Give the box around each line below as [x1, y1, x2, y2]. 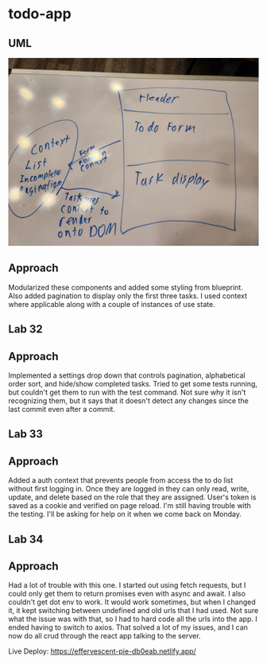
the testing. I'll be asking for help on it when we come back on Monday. [8, 510, 242, 519]
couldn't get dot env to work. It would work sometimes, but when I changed [8, 597, 256, 607]
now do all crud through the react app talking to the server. [8, 631, 201, 641]
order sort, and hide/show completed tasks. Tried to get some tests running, [8, 379, 258, 389]
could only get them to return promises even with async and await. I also [8, 589, 246, 599]
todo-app [8, 5, 72, 23]
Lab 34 [8, 532, 44, 546]
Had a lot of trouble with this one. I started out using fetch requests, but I [8, 581, 246, 590]
